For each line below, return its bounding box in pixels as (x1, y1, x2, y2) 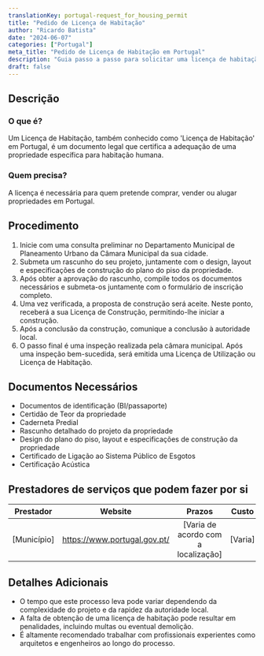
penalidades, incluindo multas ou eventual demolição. (19, 621, 194, 631)
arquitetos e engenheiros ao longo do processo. (19, 638, 175, 647)
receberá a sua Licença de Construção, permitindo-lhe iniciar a (19, 307, 225, 316)
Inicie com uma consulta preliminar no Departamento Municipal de (19, 240, 236, 249)
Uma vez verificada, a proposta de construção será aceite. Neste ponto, (19, 299, 254, 308)
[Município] (12, 534, 55, 545)
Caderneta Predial (19, 418, 79, 427)
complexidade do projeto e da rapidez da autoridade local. (19, 605, 209, 614)
